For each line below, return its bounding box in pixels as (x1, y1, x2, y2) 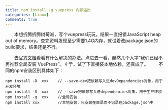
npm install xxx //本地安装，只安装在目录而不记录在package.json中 (5, 100, 154, 105)
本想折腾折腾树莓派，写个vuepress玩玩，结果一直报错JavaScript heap (14, 31, 161, 38)
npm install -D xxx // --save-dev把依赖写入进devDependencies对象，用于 (5, 79, 163, 84)
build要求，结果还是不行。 (5, 44, 60, 50)
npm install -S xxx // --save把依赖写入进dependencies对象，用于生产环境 (5, 89, 162, 94)
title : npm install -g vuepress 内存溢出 (5, 7, 91, 13)
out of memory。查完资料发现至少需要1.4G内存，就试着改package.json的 (5, 38, 158, 44)
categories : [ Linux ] (5, 12, 49, 17)
